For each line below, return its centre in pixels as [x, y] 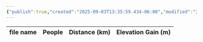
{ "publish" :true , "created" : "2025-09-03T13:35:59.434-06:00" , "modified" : [100, 12]
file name [23, 32]
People [53, 32]
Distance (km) [89, 32]
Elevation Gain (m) [143, 32]
